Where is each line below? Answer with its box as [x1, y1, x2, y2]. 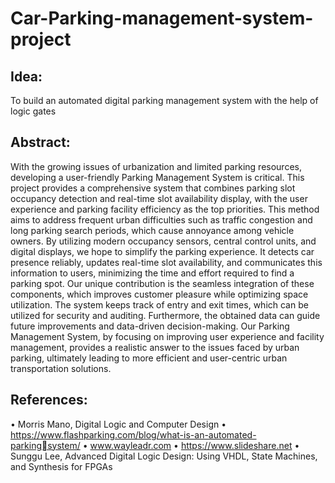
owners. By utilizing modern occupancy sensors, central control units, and [10, 235, 317, 247]
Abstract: [10, 134, 71, 151]
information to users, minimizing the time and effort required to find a [10, 267, 295, 279]
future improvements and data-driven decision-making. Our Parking [10, 320, 290, 332]
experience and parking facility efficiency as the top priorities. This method [10, 203, 320, 215]
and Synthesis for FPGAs [10, 460, 113, 472]
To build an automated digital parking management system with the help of [10, 95, 319, 106]
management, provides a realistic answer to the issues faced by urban [10, 341, 300, 353]
